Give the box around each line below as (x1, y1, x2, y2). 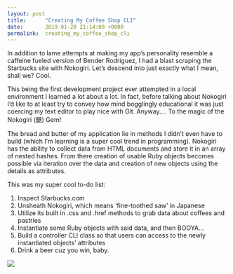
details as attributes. (7, 167, 67, 175)
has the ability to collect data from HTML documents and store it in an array (7, 144, 226, 153)
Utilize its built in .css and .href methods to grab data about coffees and (17, 209, 225, 217)
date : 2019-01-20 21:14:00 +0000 (7, 23, 124, 30)
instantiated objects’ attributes (17, 239, 106, 247)
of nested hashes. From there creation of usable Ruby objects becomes (7, 152, 214, 160)
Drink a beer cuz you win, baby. (17, 246, 109, 254)
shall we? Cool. (7, 71, 51, 80)
